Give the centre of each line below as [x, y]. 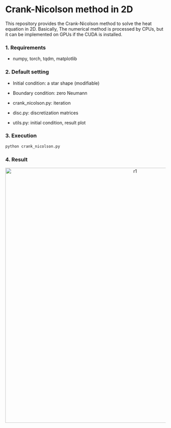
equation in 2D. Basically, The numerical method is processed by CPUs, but [84, 29]
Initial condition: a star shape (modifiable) [56, 83]
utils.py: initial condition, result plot [49, 122]
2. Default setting [27, 72]
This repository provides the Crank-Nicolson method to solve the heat [78, 23]
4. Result [17, 159]
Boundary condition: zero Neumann [50, 93]
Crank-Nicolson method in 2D [69, 9]
